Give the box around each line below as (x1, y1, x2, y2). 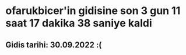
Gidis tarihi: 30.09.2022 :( (5, 40, 102, 50)
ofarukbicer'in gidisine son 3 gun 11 (5, 4, 181, 18)
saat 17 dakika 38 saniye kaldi (5, 16, 152, 30)
